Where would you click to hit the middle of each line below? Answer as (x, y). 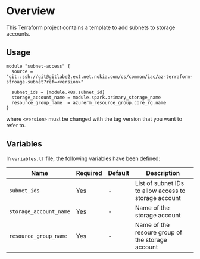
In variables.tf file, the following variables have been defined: (83, 158)
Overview (31, 11)
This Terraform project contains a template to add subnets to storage (91, 27)
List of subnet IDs (160, 183)
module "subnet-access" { (38, 66)
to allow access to (160, 191)
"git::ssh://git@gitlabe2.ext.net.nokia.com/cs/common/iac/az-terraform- (100, 77)
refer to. (16, 125)
